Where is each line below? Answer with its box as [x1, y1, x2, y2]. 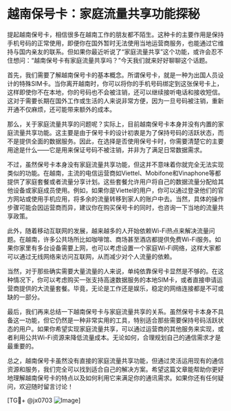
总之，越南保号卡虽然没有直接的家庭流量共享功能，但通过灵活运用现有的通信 [7, 356, 224, 365]
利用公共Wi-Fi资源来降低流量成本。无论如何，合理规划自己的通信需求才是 [12, 333, 221, 341]
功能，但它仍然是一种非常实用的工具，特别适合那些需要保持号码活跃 [25, 316, 218, 324]
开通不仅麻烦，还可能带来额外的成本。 [7, 105, 115, 114]
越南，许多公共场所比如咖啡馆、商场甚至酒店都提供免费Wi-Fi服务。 [25, 235, 215, 243]
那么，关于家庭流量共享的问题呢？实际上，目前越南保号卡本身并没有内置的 [7, 120, 218, 128]
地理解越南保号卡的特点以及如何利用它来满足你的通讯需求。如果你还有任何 [7, 373, 218, 382]
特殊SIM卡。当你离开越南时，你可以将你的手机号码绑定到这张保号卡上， [19, 79, 223, 87]
